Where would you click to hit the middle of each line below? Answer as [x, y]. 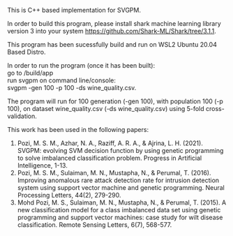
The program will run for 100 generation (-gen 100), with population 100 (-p [115, 101]
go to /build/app [30, 73]
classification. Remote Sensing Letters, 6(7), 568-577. [95, 225]
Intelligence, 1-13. [42, 165]
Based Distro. [27, 52]
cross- [215, 109]
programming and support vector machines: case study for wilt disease [120, 217]
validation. [22, 116]
